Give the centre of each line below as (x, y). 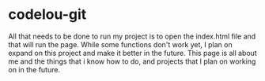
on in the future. (34, 69)
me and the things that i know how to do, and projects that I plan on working (132, 61)
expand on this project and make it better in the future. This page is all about (132, 53)
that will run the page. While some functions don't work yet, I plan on (120, 44)
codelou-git (47, 15)
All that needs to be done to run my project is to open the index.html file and (132, 36)
